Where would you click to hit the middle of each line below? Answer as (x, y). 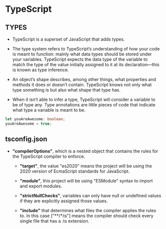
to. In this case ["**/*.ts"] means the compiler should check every (86, 216)
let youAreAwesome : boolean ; (35, 119)
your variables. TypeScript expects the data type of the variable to (80, 59)
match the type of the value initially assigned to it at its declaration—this (86, 65)
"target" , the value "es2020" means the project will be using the (86, 166)
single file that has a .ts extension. (55, 221)
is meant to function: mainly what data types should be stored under (82, 54)
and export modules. (41, 186)
